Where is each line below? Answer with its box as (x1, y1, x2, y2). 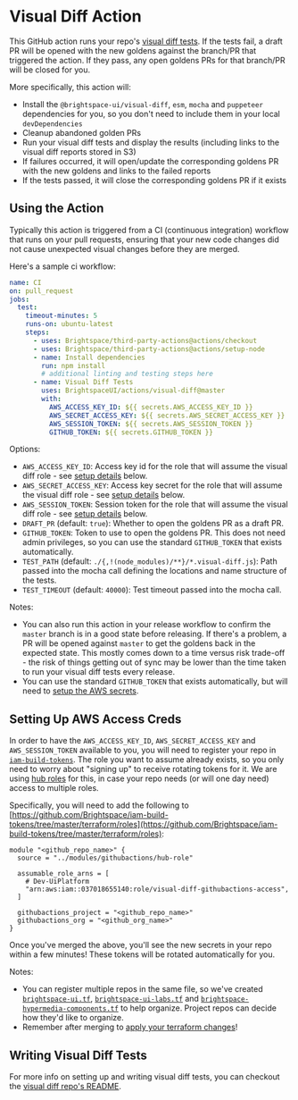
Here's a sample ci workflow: (9, 261, 116, 272)
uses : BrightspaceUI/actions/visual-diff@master (41, 386, 226, 395)
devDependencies (21, 119, 83, 129)
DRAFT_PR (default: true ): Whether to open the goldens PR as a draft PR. (21, 518, 284, 529)
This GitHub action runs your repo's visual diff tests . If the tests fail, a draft (9, 36, 283, 46)
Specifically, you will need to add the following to (9, 800, 189, 810)
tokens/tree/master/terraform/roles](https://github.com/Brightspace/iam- (9, 819, 278, 830)
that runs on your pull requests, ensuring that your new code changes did (9, 234, 279, 245)
